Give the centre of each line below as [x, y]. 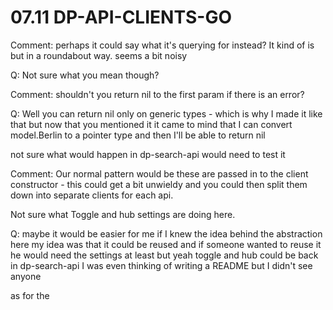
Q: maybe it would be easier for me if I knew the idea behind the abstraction [166, 233]
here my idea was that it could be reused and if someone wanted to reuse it [166, 244]
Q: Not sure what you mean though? [85, 75]
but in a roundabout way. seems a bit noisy [99, 55]
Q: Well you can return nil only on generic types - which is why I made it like [166, 113]
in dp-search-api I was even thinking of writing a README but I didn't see [161, 265]
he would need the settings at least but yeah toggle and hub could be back [164, 255]
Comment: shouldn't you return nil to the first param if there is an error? [157, 94]
